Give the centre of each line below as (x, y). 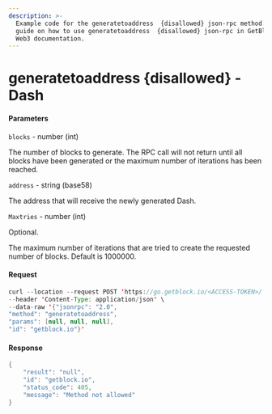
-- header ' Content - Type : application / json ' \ (86, 299)
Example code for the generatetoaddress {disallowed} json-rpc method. (141, 23)
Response (25, 348)
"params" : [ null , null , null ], (61, 322)
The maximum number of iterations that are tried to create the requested (130, 247)
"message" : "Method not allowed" (79, 395)
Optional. (23, 232)
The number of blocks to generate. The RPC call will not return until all (125, 152)
